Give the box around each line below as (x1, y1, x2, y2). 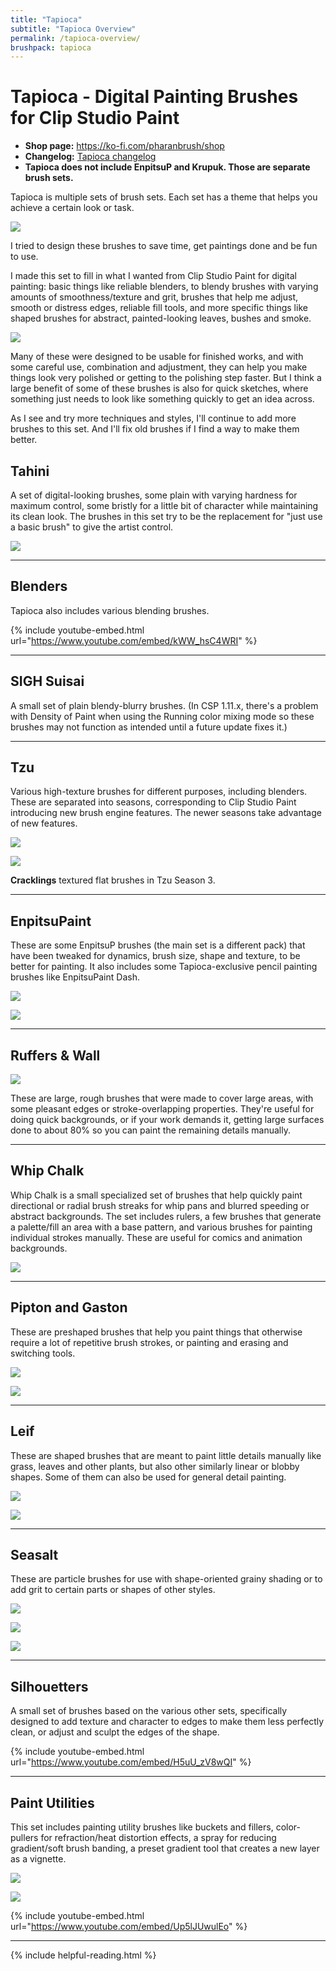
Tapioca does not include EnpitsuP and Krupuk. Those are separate (24, 161, 311, 173)
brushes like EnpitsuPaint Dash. (10, 971, 140, 983)
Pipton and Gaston (10, 1299, 128, 1316)
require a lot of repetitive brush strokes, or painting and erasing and (10, 1336, 289, 1348)
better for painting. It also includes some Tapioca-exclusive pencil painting (10, 961, 318, 973)
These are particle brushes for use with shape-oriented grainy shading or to (10, 1573, 323, 1585)
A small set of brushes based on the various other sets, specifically (10, 1705, 288, 1717)
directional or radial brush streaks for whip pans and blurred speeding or (10, 1199, 310, 1211)
